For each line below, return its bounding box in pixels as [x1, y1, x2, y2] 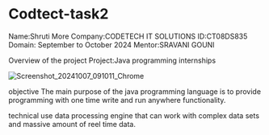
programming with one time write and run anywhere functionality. [8, 95, 226, 104]
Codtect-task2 [8, 5, 109, 23]
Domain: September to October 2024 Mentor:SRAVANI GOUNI [8, 39, 216, 49]
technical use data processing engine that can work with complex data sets [8, 110, 260, 121]
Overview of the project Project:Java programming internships [8, 55, 216, 65]
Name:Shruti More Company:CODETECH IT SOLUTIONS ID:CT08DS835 [8, 31, 248, 41]
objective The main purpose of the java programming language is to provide [8, 86, 261, 96]
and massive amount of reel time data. [8, 119, 136, 129]
